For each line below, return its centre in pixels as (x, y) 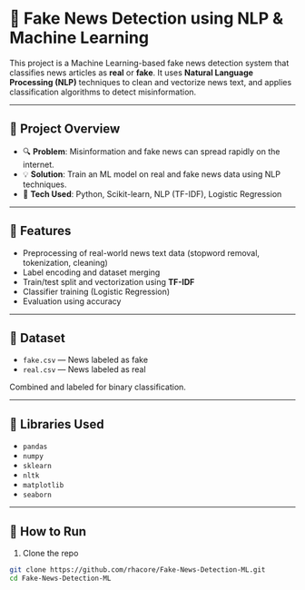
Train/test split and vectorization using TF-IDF (108, 281)
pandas (35, 447)
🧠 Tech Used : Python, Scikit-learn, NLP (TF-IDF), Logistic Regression (152, 193)
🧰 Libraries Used (57, 424)
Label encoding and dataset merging (91, 272)
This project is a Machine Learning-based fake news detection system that (149, 63)
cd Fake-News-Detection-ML (60, 578)
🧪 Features (40, 231)
